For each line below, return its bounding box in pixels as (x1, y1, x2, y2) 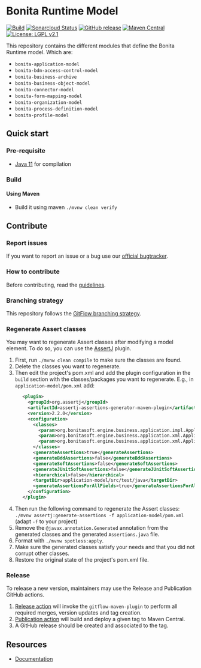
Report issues (6, 239, 48, 247)
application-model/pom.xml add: (14, 382, 95, 389)
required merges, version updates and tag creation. (14, 609, 142, 616)
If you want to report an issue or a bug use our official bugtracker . (6, 252, 169, 260)
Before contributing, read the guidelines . (6, 281, 106, 288)
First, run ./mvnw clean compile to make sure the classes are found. (14, 356, 182, 364)
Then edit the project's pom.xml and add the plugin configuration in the (14, 369, 191, 377)
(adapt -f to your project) (14, 518, 78, 525)
